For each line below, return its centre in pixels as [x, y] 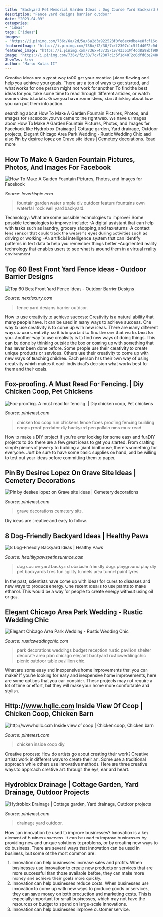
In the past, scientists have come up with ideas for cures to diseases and [78, 581]
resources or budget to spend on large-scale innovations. [70, 904]
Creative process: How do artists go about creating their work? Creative [77, 754]
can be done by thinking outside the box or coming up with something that [79, 343]
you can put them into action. [34, 104]
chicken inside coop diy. [41, 744]
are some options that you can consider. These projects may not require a [79, 680]
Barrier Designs [29, 277]
